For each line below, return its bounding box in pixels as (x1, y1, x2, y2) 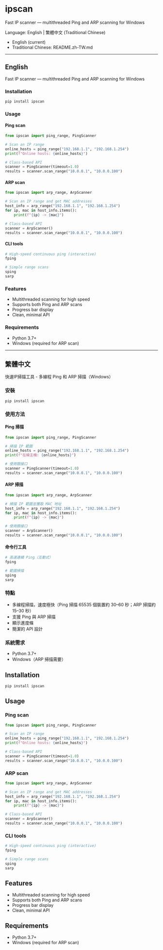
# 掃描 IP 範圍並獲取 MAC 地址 (5, 501, 62, 506)
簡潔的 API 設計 (12, 626, 43, 632)
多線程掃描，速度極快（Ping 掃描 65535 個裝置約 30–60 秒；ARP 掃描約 (12, 601, 156, 608)
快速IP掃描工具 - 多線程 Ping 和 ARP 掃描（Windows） (5, 374, 114, 380)
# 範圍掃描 (5, 568, 24, 573)
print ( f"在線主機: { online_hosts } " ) (5, 453, 76, 458)
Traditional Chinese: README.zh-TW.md (12, 44, 93, 50)
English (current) (12, 39, 46, 45)
